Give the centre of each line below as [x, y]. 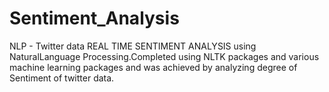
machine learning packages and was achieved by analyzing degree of [153, 67]
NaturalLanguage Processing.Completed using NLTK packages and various [164, 56]
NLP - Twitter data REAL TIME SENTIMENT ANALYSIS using [133, 46]
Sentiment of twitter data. [62, 78]
